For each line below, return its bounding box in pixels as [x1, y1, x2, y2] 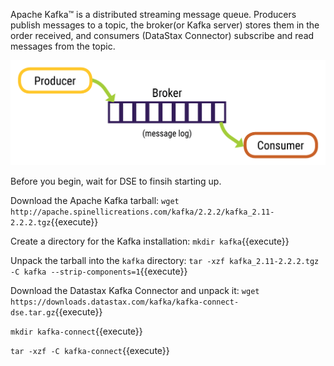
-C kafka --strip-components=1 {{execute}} [10, 265, 188, 277]
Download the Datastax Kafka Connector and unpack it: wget [10, 284, 260, 296]
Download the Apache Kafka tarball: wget [10, 194, 180, 206]
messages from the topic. [10, 40, 116, 52]
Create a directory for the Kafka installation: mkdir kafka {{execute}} [10, 235, 290, 247]
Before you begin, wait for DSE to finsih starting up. [10, 175, 222, 187]
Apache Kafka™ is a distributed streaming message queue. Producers [10, 9, 297, 20]
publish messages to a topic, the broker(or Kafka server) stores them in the [10, 19, 320, 31]
